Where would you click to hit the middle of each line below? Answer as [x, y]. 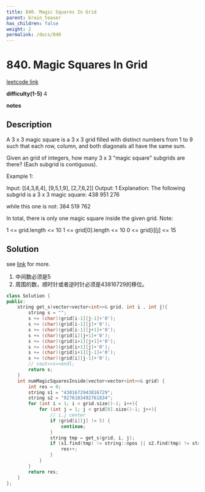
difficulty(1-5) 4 [27, 94]
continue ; [73, 426]
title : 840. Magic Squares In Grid [52, 12]
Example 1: [20, 176]
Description [29, 125]
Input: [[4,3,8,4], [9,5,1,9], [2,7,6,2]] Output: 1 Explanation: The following [96, 188]
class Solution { [28, 296]
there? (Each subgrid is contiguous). [52, 164]
